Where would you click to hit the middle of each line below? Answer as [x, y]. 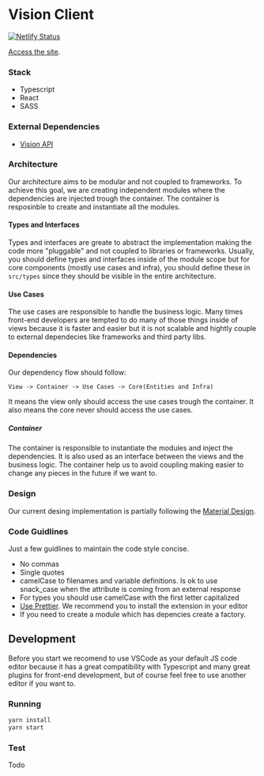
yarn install [30, 721]
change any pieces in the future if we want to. [83, 473]
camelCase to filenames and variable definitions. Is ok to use [119, 581]
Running [25, 703]
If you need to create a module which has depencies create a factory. [133, 614]
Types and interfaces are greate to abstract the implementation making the [130, 243]
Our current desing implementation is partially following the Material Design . [132, 510]
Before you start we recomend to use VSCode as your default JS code [123, 658]
